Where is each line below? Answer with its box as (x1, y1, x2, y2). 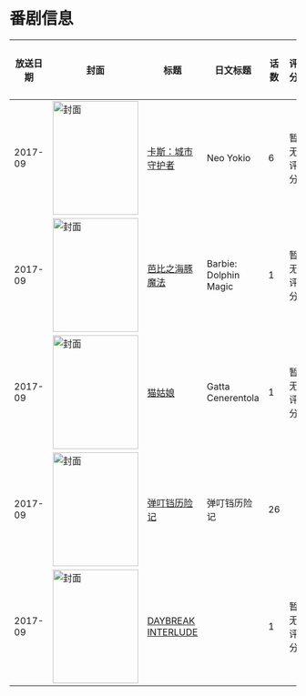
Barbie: (206, 257, 238, 269)
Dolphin (206, 268, 240, 281)
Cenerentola (206, 391, 260, 404)
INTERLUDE (147, 625, 199, 638)
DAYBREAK (147, 614, 196, 627)
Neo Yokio (206, 151, 251, 164)
